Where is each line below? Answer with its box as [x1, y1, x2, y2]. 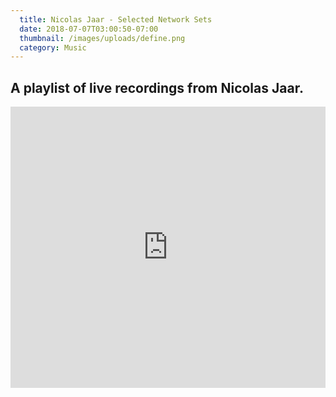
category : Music [19, 42, 87, 53]
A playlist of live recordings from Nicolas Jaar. [10, 79, 304, 96]
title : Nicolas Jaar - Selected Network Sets [19, 14, 213, 25]
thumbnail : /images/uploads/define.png [19, 33, 186, 43]
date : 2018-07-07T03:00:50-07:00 [19, 24, 159, 34]
